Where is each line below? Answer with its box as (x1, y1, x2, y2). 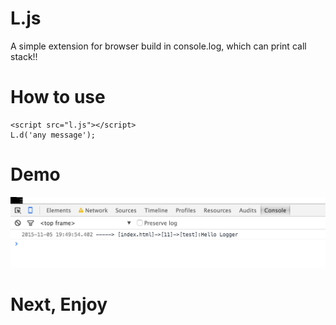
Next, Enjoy (10, 293, 108, 316)
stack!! (10, 50, 38, 62)
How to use (10, 86, 106, 109)
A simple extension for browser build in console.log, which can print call (10, 40, 307, 52)
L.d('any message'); (10, 130, 97, 140)
